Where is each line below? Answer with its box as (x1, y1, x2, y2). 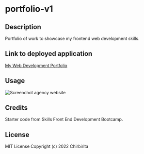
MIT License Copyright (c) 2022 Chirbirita (5, 143, 89, 149)
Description (5, 23, 41, 31)
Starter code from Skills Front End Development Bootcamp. (5, 117, 123, 122)
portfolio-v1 (5, 3, 53, 15)
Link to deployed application (5, 50, 93, 58)
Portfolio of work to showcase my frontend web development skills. (5, 35, 140, 41)
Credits (5, 103, 28, 112)
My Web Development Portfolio (5, 62, 67, 68)
